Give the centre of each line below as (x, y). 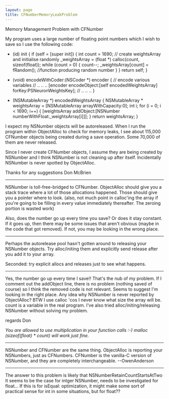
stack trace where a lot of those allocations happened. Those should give (81, 192)
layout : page (19, 10)
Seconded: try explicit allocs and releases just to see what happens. (76, 264)
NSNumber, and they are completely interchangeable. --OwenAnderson (80, 361)
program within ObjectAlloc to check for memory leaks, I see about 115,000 (83, 131)
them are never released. (31, 142)
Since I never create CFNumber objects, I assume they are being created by (84, 152)
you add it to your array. (30, 254)
